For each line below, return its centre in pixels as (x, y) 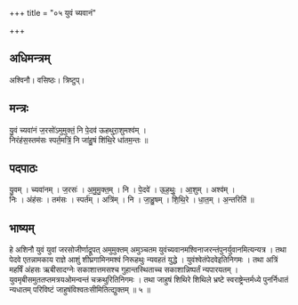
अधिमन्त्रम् (30, 58)
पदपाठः (24, 169)
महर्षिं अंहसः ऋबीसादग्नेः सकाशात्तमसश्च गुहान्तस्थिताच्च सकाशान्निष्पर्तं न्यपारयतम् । (124, 269)
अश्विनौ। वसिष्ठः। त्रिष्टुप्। (47, 80)
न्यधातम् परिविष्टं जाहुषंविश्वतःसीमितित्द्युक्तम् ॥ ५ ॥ (80, 290)
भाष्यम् (22, 228)
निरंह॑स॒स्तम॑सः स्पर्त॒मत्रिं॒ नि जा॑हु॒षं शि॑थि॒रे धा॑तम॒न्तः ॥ (79, 140)
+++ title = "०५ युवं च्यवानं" (52, 13)
